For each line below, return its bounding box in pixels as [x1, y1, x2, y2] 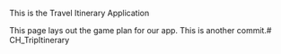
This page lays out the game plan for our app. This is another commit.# [9, 25, 272, 35]
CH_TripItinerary [9, 35, 70, 45]
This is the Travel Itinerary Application [9, 8, 150, 18]
